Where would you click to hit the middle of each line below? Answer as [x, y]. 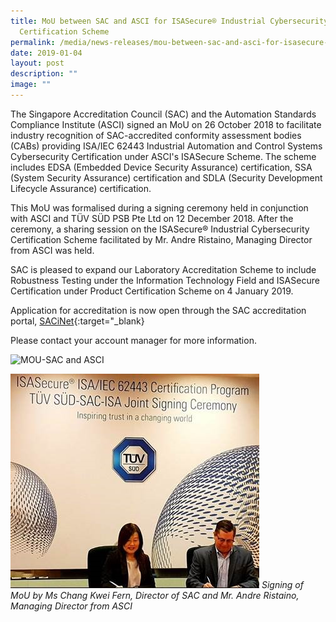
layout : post [37, 63]
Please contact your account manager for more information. [133, 340]
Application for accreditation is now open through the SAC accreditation [158, 310]
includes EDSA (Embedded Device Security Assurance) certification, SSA [161, 167]
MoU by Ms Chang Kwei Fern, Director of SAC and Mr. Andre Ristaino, [155, 595]
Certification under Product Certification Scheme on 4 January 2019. [152, 291]
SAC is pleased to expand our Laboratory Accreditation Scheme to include [163, 269]
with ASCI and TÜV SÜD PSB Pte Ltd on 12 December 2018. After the [152, 218]
